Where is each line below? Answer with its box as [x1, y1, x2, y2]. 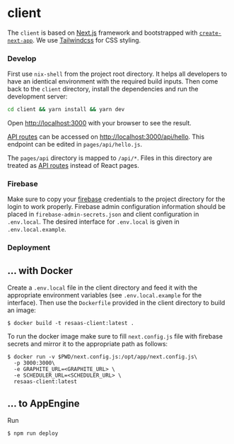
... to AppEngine [7, 397, 80, 409]
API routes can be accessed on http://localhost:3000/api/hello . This [7, 132, 205, 141]
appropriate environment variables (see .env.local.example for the [7, 291, 202, 300]
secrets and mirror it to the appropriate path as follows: [7, 340, 168, 348]
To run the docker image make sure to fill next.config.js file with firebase [7, 332, 223, 341]
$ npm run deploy [7, 430, 59, 437]
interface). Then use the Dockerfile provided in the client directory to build [7, 299, 226, 307]
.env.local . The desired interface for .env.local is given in [7, 217, 180, 226]
